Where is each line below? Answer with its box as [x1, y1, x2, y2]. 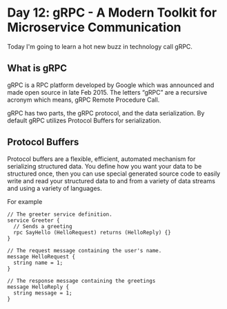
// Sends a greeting [13, 223, 72, 230]
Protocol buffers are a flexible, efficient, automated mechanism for [7, 154, 196, 163]
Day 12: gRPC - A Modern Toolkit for [7, 5, 217, 21]
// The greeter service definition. [7, 211, 112, 218]
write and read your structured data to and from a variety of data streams [7, 176, 216, 185]
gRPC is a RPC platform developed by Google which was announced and [7, 81, 215, 89]
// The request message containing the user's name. [7, 247, 162, 254]
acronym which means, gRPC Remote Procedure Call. [7, 95, 160, 104]
